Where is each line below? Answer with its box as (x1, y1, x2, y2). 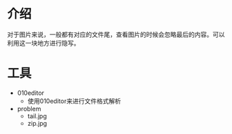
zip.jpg (27, 119, 47, 127)
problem (17, 104, 41, 113)
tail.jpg (27, 111, 47, 120)
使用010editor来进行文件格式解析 (27, 97, 122, 105)
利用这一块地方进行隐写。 (7, 38, 80, 47)
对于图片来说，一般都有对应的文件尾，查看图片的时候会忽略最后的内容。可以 (7, 30, 225, 38)
